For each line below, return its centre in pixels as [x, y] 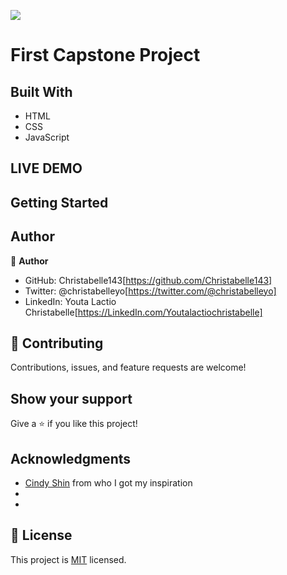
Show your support [71, 398]
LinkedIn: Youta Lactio [70, 301]
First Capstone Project [105, 55]
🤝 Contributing [57, 343]
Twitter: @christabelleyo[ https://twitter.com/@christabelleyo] [150, 291]
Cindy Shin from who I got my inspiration [108, 483]
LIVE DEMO [46, 168]
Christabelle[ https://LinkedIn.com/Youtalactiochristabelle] [143, 312]
